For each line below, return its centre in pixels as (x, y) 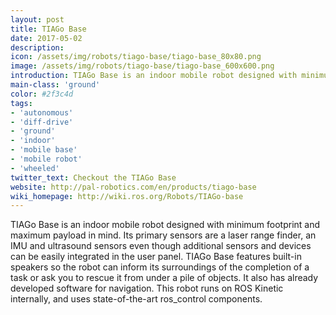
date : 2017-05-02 (46, 38)
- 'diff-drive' (42, 122)
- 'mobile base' (44, 150)
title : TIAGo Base (48, 29)
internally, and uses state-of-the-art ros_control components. (136, 299)
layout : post (37, 19)
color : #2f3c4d (42, 94)
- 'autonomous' (42, 112)
